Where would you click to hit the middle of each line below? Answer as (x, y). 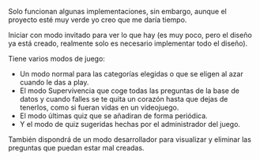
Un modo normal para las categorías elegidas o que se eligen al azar (131, 74)
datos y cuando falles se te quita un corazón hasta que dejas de (124, 99)
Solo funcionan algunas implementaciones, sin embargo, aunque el (117, 11)
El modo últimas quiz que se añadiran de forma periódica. (113, 116)
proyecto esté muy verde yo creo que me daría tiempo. (98, 20)
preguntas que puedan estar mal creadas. (76, 148)
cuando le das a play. (54, 82)
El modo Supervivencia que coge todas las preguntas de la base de (129, 91)
